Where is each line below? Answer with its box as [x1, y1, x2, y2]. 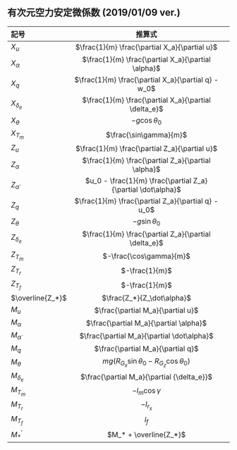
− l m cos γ [131, 386, 161, 397]
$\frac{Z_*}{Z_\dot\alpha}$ [102, 293, 192, 303]
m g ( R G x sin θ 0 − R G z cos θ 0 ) [102, 355, 190, 369]
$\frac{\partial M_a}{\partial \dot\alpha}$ [79, 331, 214, 341]
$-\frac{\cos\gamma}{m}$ [102, 251, 190, 261]
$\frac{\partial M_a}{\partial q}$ [94, 344, 199, 354]
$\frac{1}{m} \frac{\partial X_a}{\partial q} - [73, 75, 219, 85]
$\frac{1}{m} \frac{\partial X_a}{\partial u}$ [75, 42, 218, 52]
